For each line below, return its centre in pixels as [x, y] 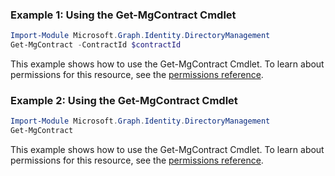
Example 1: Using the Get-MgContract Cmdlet [123, 15]
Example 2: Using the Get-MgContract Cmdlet [124, 100]
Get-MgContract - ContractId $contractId [96, 45]
